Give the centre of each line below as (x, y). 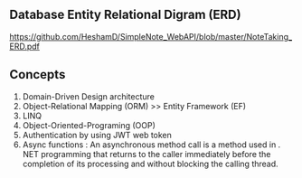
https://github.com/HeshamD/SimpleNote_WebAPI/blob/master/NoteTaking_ (151, 36)
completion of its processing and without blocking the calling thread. (150, 164)
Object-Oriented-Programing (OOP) (89, 125)
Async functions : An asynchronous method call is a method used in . (151, 145)
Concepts (38, 75)
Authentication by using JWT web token (97, 135)
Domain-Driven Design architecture (89, 96)
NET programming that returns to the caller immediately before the (146, 154)
